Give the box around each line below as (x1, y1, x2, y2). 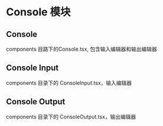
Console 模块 (6, 5, 71, 19)
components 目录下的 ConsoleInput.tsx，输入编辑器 (6, 79, 132, 86)
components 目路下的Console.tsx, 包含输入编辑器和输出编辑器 (6, 45, 157, 52)
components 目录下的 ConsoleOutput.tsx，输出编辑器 (6, 113, 137, 120)
